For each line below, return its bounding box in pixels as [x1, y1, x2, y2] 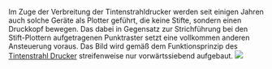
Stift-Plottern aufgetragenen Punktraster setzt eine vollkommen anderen [8, 32, 250, 42]
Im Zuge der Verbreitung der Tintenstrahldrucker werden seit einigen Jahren [8, 7, 264, 16]
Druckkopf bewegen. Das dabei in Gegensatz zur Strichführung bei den [8, 24, 248, 33]
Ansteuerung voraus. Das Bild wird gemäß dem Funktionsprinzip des [8, 41, 238, 51]
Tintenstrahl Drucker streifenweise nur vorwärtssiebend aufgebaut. [8, 51, 234, 60]
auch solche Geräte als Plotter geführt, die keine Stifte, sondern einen [8, 15, 242, 25]
